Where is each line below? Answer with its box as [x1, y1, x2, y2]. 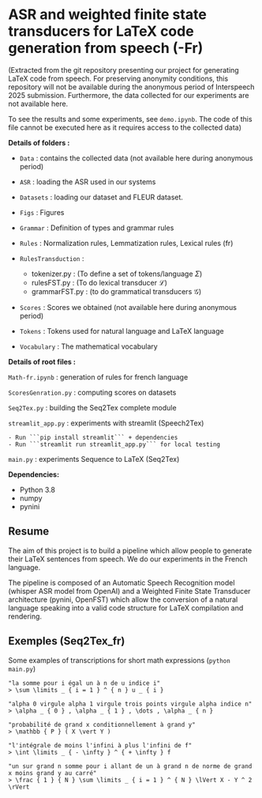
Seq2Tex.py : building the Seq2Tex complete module [8, 403, 177, 412]
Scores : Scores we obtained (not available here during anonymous [19, 302, 237, 312]
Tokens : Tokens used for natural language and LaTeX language [19, 326, 224, 335]
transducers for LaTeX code [8, 22, 195, 40]
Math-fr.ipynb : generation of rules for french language [8, 372, 189, 381]
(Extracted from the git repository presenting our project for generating [8, 65, 239, 74]
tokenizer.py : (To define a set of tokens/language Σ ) [31, 269, 203, 278]
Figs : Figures [19, 207, 65, 217]
